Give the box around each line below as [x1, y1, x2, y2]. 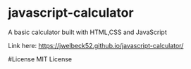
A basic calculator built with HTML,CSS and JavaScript [8, 28, 168, 36]
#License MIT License [8, 54, 73, 63]
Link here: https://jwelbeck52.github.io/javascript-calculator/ [8, 41, 184, 49]
